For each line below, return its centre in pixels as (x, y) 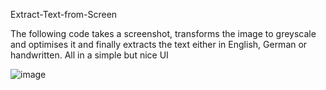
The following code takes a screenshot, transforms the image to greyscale (163, 33)
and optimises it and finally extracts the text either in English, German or (159, 44)
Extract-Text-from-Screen (64, 14)
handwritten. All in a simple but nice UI (89, 55)
